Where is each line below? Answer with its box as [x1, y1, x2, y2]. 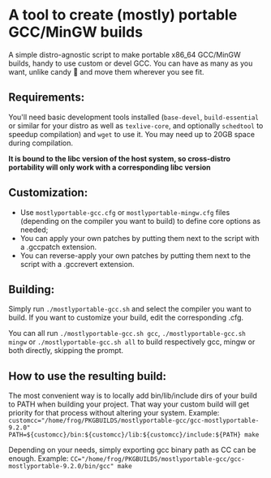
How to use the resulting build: [8, 369, 167, 383]
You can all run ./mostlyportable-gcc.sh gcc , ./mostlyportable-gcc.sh [8, 329, 246, 338]
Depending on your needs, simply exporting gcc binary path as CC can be [8, 445, 257, 455]
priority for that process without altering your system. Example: [8, 408, 220, 418]
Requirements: [8, 91, 85, 105]
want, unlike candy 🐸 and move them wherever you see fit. [8, 67, 204, 76]
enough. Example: [8, 454, 69, 463]
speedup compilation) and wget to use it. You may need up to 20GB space [8, 129, 256, 139]
